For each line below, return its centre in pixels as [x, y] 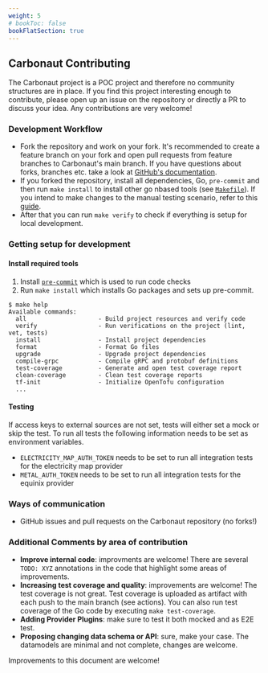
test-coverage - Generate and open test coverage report [129, 368]
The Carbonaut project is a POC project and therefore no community [122, 83]
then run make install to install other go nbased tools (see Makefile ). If [138, 189]
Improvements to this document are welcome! [84, 661]
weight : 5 [25, 16]
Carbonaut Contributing [69, 63]
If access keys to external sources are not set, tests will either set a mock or [134, 425]
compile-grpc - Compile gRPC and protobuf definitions [127, 361]
